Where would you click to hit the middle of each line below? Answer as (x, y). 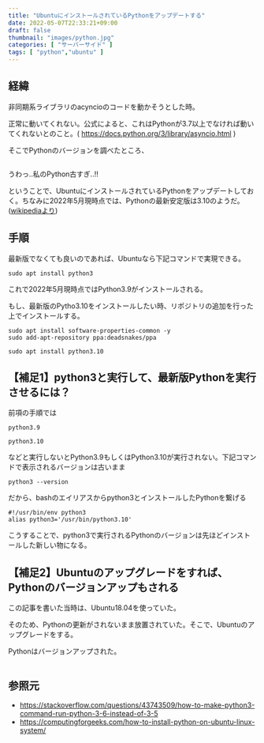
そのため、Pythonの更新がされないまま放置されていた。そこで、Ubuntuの (128, 624)
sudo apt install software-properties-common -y (89, 330)
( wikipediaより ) (33, 210)
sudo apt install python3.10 (56, 351)
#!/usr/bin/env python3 (47, 513)
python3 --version (38, 482)
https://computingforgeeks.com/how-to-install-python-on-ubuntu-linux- (137, 722)
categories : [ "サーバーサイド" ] (60, 45)
